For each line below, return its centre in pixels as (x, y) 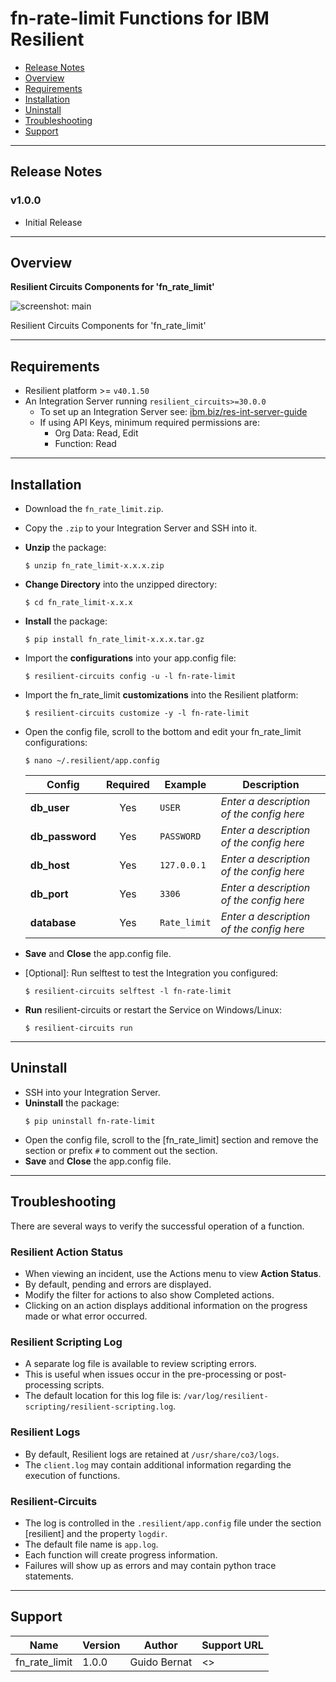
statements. (49, 1576)
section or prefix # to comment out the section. (121, 1150)
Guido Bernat (161, 1662)
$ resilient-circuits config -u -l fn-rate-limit (130, 677)
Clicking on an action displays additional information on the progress (166, 1305)
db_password (63, 837)
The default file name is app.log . (91, 1544)
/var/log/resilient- (226, 1397)
